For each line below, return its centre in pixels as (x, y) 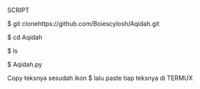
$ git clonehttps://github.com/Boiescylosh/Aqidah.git (83, 23)
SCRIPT (18, 10)
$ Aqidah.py (25, 64)
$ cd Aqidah (25, 37)
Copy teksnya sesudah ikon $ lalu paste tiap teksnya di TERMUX (100, 78)
